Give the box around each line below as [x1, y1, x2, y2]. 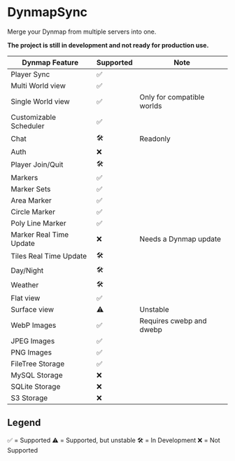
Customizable [10, 112, 56, 122]
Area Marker [10, 195, 52, 205]
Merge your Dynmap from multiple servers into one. [7, 27, 157, 36]
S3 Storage [10, 393, 48, 403]
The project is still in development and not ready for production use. [7, 41, 209, 49]
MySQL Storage [10, 370, 63, 380]
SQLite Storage [10, 381, 61, 391]
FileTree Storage [10, 359, 65, 369]
